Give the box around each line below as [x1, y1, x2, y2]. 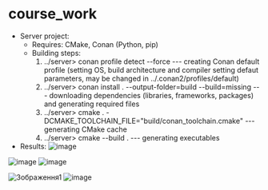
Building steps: [31, 48, 82, 57]
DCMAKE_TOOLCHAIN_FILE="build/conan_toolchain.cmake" [43, 116, 244, 125]
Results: [19, 141, 46, 151]
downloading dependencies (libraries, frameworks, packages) [49, 90, 254, 100]
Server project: [19, 31, 70, 41]
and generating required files [43, 99, 140, 109]
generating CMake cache [43, 125, 128, 134]
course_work [8, 5, 98, 23]
